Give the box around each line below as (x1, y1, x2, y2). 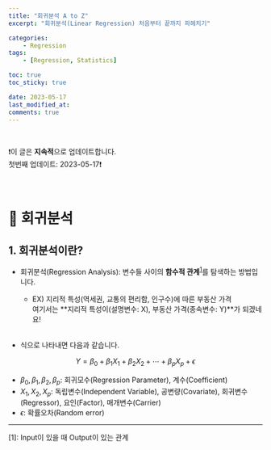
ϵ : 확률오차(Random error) (19, 408, 105, 418)
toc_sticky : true (8, 78, 67, 86)
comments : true (8, 108, 60, 116)
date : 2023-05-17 (8, 93, 67, 101)
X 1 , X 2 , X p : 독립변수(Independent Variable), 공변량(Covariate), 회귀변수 (19, 386, 248, 398)
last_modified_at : (8, 100, 70, 109)
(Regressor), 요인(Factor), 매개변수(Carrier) (19, 397, 161, 408)
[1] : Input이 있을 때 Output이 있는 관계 (8, 433, 129, 443)
